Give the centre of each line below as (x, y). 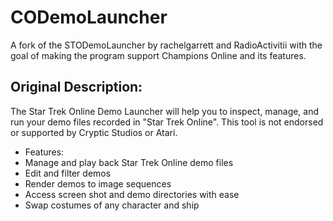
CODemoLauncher (89, 17)
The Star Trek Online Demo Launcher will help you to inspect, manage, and (165, 111)
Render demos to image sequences (98, 183)
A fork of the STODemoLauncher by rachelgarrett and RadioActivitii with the (166, 45)
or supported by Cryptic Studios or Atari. (94, 132)
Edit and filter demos (68, 173)
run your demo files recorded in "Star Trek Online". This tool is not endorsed (167, 122)
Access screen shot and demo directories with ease (132, 194)
